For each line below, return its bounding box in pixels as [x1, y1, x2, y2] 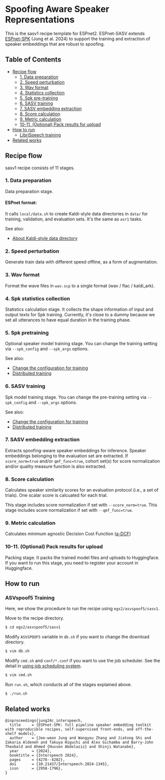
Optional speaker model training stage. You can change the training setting [5, 341, 158, 347]
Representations [5, 14, 75, 25]
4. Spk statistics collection [5, 295, 70, 302]
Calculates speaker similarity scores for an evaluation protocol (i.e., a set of [5, 487, 159, 493]
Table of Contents [5, 56, 62, 64]
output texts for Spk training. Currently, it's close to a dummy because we [5, 311, 155, 317]
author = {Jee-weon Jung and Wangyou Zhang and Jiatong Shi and [9, 735, 152, 740]
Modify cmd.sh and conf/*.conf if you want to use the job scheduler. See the [5, 658, 161, 664]
